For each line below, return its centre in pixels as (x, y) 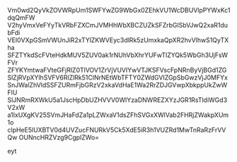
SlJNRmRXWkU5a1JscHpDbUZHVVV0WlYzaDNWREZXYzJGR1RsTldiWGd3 (117, 100)
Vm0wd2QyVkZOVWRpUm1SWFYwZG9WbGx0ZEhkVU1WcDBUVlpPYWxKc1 (119, 10)
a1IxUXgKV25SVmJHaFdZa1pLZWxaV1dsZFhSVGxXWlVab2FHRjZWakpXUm (118, 115)
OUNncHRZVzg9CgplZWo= (59, 137)
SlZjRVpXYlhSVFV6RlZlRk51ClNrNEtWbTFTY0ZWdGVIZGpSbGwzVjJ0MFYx (118, 77)
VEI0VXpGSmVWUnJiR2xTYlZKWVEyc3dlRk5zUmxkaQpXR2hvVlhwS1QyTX (118, 40)
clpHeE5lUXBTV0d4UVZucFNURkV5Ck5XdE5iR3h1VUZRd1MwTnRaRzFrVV (117, 130)
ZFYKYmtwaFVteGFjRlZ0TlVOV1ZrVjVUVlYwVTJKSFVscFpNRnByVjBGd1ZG (117, 70)
